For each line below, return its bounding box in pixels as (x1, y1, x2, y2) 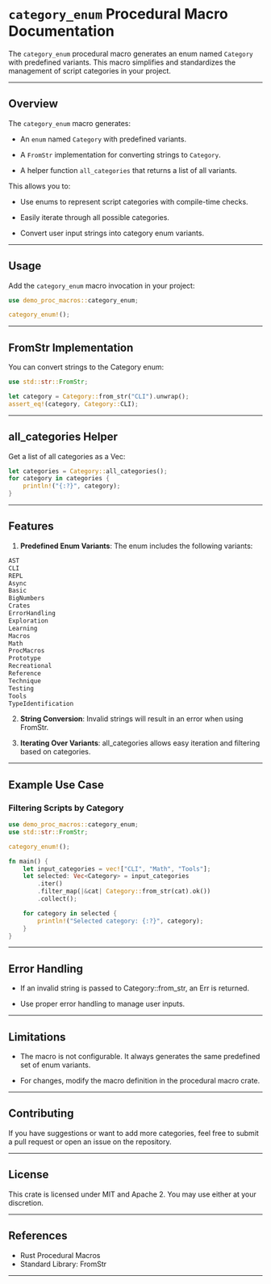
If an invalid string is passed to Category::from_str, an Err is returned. (19, 983, 250, 993)
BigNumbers (8, 594, 45, 602)
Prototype (8, 654, 42, 663)
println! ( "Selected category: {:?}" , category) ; (37, 917, 204, 925)
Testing (8, 684, 35, 692)
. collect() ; (37, 895, 78, 903)
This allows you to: (8, 181, 71, 191)
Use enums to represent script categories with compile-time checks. (19, 196, 248, 206)
